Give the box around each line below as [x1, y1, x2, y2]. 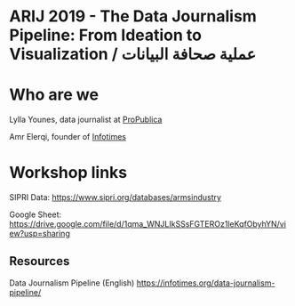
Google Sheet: [9, 209, 62, 220]
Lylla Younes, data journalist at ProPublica [9, 114, 163, 125]
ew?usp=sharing [9, 229, 71, 239]
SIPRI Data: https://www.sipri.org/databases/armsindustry [9, 192, 222, 203]
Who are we [9, 85, 100, 105]
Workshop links [9, 163, 128, 183]
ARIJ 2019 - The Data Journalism [9, 6, 258, 27]
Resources [9, 254, 70, 269]
